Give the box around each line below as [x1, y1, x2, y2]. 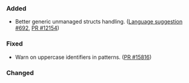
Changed [6, 68, 35, 77]
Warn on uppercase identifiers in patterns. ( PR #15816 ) [15, 53, 152, 61]
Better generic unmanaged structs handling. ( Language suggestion [15, 18, 183, 25]
